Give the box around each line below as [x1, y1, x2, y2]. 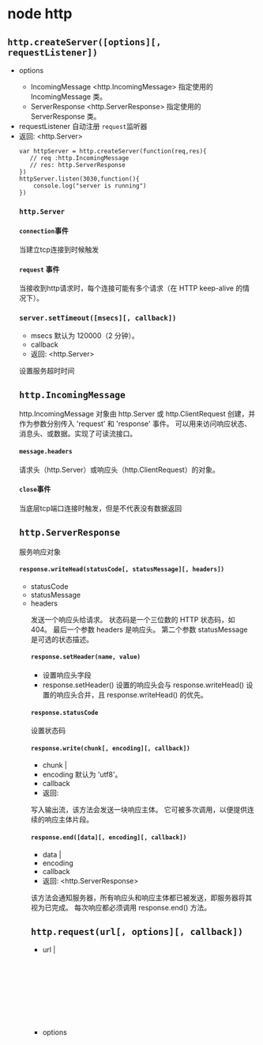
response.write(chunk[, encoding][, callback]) [30, 744, 190, 752]
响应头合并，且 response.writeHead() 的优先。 [56, 690, 208, 700]
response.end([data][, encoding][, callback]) [30, 834, 187, 842]
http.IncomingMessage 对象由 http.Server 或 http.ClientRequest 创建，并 [18, 409, 256, 419]
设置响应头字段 [42, 671, 92, 680]
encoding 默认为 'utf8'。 [42, 769, 122, 780]
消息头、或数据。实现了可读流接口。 [18, 429, 137, 439]
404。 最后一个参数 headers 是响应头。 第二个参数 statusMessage [30, 625, 248, 634]
